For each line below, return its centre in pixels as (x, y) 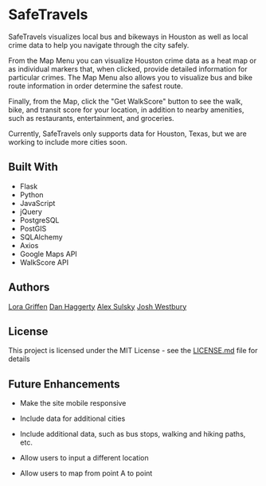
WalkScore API (44, 262)
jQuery (31, 212)
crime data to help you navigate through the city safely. (99, 45)
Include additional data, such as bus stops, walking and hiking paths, (133, 434)
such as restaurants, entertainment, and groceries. (91, 118)
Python (31, 194)
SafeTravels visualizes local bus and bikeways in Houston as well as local (128, 37)
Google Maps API (48, 254)
